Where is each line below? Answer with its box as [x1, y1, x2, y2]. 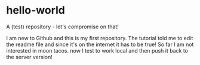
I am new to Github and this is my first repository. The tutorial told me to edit [6, 34, 193, 41]
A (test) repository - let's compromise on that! [6, 23, 119, 30]
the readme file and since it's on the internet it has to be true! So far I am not [6, 41, 194, 48]
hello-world [6, 4, 66, 17]
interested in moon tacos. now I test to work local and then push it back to [6, 47, 188, 54]
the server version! [6, 53, 53, 60]
